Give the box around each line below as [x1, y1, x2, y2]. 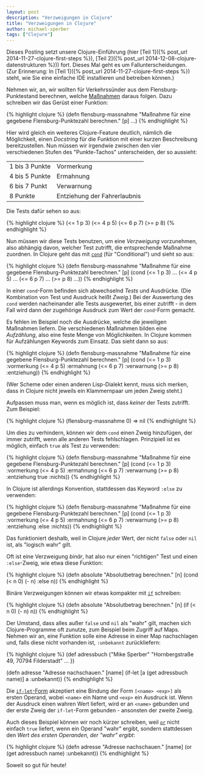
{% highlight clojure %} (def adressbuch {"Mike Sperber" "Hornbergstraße [6, 651, 194, 658]
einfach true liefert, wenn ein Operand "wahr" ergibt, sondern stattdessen [6, 725, 192, 732]
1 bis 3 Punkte [9, 162, 51, 171]
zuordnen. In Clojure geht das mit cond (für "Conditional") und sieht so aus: [6, 250, 194, 258]
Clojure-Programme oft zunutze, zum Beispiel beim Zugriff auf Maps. [6, 626, 180, 634]
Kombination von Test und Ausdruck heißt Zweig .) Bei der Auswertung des [6, 294, 194, 301]
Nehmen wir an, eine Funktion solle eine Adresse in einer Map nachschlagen [6, 632, 199, 640]
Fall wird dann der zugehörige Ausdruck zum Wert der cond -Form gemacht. [6, 306, 195, 314]
